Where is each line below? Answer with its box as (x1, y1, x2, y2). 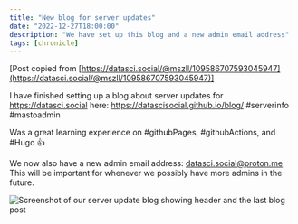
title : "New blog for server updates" (9, 13, 156, 23)
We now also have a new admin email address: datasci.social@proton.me (9, 158, 284, 169)
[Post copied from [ (9, 63, 82, 74)
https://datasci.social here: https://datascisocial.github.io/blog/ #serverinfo (9, 100, 290, 111)
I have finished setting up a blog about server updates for (9, 90, 224, 101)
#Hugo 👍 (9, 137, 45, 148)
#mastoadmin (9, 109, 61, 120)
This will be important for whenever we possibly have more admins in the (9, 168, 283, 179)
